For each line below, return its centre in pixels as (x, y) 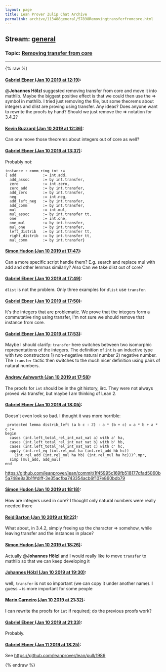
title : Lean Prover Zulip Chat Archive (46, 14)
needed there (19, 506)
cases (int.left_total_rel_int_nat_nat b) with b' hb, (67, 442)
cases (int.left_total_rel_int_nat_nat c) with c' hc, (67, 446)
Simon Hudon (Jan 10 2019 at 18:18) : (43, 489)
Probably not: (19, 162)
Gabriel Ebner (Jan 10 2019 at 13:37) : (44, 151)
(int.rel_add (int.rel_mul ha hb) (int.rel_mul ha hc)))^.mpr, (81, 455)
